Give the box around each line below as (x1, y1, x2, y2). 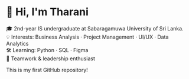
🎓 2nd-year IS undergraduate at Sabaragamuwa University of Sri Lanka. (6, 25, 184, 32)
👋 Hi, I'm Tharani (6, 5, 89, 19)
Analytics (6, 40, 29, 47)
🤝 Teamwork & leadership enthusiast (6, 55, 96, 62)
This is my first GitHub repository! (6, 66, 89, 73)
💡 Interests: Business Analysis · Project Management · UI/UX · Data (6, 33, 169, 40)
